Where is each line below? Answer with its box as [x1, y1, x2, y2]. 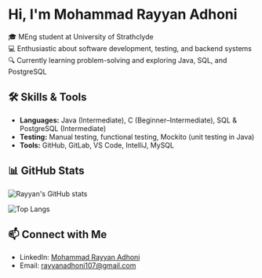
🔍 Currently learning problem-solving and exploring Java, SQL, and [8, 55, 227, 64]
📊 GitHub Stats [8, 164, 85, 177]
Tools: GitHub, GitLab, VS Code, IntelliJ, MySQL [19, 140, 175, 150]
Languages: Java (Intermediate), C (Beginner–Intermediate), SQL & [19, 115, 238, 125]
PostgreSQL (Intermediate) [19, 123, 107, 133]
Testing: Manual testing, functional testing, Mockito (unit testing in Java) [19, 132, 255, 141]
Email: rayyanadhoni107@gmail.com [19, 261, 136, 270]
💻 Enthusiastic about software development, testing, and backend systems [8, 43, 253, 53]
